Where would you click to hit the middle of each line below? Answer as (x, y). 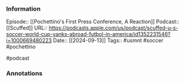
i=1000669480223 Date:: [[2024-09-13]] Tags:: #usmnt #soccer (85, 41)
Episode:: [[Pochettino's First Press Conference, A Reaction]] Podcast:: (92, 22)
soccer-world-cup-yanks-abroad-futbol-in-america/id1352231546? (88, 34)
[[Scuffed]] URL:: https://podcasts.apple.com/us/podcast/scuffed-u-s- (92, 28)
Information (23, 9)
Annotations (24, 74)
